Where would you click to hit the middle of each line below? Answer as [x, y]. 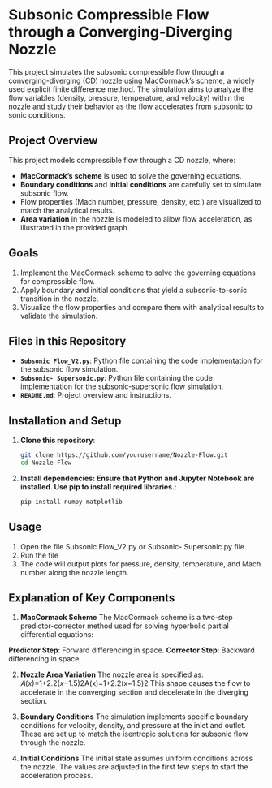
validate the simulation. [59, 316]
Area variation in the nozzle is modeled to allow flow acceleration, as [136, 219]
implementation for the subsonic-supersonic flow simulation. [122, 386]
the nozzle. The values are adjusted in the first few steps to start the [134, 767]
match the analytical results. [67, 210]
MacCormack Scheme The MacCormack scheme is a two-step [126, 618]
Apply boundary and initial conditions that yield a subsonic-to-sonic [134, 290]
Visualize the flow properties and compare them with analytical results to [142, 307]
